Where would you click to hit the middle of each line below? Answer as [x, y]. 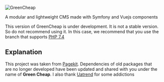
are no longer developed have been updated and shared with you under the [81, 69]
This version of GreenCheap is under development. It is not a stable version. [82, 26]
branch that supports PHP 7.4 [35, 37]
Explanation [24, 52]
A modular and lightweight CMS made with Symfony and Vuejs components [82, 17]
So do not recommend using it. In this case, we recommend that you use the [82, 31]
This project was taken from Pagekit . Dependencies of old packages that [79, 64]
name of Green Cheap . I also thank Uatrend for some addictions [70, 74]
